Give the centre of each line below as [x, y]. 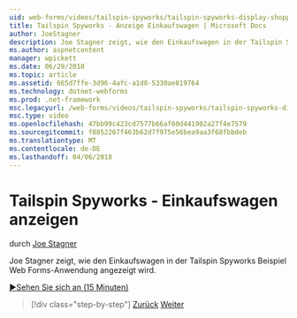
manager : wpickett [43, 58]
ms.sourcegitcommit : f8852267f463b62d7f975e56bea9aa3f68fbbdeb [128, 132]
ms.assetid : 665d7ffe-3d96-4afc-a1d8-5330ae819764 [104, 83]
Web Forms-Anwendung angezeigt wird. [83, 270]
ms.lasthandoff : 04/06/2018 [61, 157]
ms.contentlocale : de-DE [55, 148]
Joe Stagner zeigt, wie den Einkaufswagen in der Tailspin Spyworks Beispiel [148, 261]
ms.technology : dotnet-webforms [69, 91]
